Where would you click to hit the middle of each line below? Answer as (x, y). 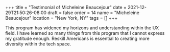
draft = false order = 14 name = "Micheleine (93, 13)
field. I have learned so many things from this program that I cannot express (85, 33)
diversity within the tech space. (38, 44)
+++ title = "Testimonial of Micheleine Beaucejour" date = (66, 7)
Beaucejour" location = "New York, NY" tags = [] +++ (62, 18)
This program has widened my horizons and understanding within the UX (82, 28)
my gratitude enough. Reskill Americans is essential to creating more (77, 38)
